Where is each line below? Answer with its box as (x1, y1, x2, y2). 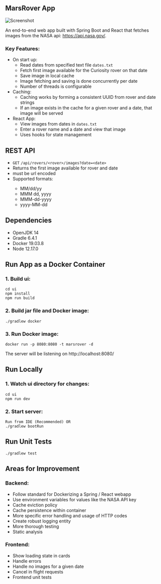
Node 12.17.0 (12, 246, 39, 252)
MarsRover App (5, 4, 55, 13)
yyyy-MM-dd (20, 201, 48, 207)
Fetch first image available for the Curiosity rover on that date (20, 68, 147, 74)
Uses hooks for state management (20, 132, 92, 138)
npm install (5, 291, 30, 297)
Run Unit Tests (5, 437, 52, 446)
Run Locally (5, 365, 43, 374)
